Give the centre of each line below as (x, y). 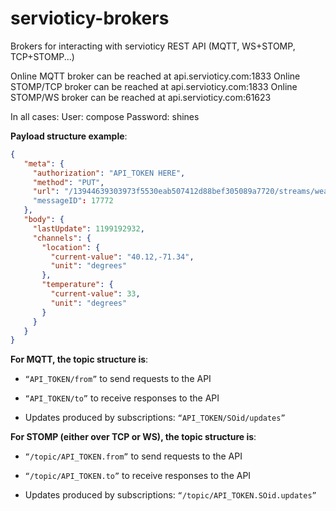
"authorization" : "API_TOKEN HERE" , (109, 173)
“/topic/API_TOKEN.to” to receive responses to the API (138, 476)
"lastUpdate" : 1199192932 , (88, 228)
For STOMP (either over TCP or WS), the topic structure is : (133, 437)
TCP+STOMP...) (42, 56)
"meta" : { (44, 163)
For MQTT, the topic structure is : (79, 359)
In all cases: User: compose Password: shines (105, 116)
